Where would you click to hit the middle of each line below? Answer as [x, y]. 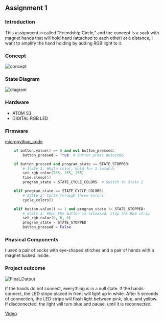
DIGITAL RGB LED [30, 118]
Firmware [17, 131]
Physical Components [32, 239]
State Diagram [23, 79]
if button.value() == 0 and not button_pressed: [64, 150]
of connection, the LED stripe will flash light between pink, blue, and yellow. [81, 298]
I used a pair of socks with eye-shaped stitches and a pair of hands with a [80, 250]
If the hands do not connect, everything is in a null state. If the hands [74, 288]
